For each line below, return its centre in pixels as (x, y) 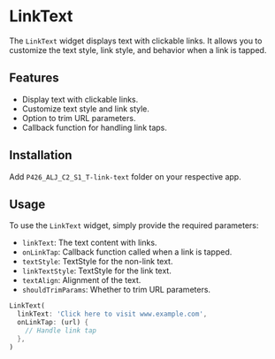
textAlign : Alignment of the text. (81, 280)
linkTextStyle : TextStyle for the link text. (97, 271)
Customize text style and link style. (86, 109)
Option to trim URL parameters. (79, 118)
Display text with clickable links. (80, 99)
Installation (41, 155)
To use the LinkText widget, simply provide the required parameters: (134, 225)
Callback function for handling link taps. (95, 127)
